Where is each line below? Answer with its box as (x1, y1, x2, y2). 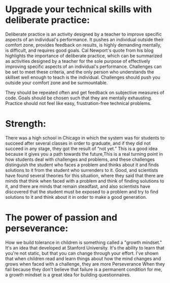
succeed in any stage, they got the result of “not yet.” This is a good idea (5, 146, 158, 152)
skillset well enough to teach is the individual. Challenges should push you (5, 74, 161, 80)
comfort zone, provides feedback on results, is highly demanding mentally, (5, 42, 161, 48)
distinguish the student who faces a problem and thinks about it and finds (5, 161, 159, 168)
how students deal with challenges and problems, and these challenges (5, 156, 155, 162)
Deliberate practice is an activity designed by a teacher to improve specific (5, 31, 162, 37)
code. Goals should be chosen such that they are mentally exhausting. (5, 95, 152, 101)
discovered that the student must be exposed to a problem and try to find (5, 189, 159, 195)
